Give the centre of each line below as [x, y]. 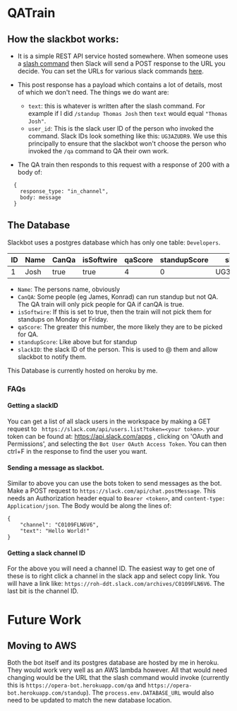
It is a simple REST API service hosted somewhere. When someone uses [123, 56]
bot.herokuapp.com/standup [47, 693]
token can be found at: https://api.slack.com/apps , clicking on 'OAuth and [115, 436]
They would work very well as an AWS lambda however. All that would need [117, 670]
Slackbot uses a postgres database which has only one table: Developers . [114, 242]
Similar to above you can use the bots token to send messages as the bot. [115, 483]
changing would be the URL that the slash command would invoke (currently [118, 678]
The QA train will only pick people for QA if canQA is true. [101, 304]
